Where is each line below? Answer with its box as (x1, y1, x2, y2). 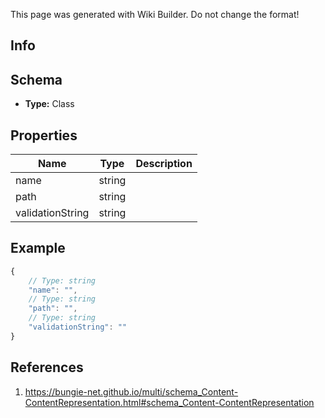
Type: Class (24, 98, 75, 110)
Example (10, 240, 66, 257)
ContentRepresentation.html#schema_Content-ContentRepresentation (24, 396, 315, 408)
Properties (10, 127, 78, 144)
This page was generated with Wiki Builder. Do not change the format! (10, 9, 300, 20)
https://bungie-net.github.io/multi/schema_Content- (24, 385, 239, 398)
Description (135, 157, 193, 171)
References (10, 359, 84, 376)
